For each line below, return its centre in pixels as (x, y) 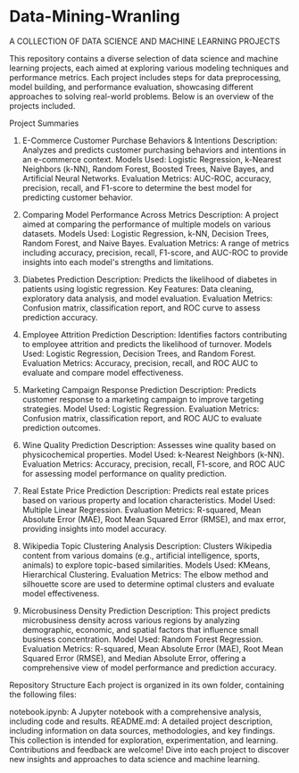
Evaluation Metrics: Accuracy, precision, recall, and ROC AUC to (140, 362)
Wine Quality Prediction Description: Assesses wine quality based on (149, 445)
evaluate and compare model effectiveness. (103, 372)
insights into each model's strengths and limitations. (118, 262)
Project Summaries (44, 123)
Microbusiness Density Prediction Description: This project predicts (146, 611)
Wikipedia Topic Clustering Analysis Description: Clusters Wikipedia (147, 545)
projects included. (42, 105)
